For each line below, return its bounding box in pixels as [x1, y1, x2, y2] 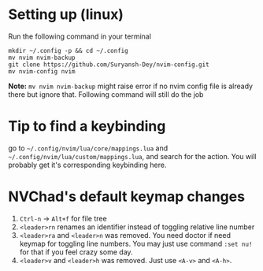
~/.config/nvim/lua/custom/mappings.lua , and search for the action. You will [8, 151, 257, 161]
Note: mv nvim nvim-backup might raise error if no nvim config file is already [8, 81, 254, 91]
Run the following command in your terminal [8, 32, 152, 41]
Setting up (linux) [8, 6, 124, 24]
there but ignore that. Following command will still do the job [8, 89, 204, 99]
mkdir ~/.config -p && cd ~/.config [8, 46, 128, 54]
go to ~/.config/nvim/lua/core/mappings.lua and [8, 143, 169, 153]
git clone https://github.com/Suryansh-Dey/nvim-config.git [8, 61, 210, 69]
